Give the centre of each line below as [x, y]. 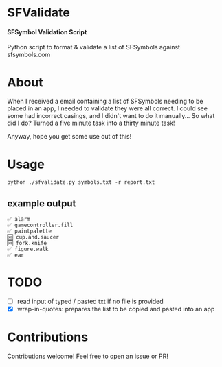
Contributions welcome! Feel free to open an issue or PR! [88, 356]
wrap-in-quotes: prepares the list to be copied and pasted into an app [116, 309]
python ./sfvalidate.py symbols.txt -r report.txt [81, 182]
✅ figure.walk [28, 249]
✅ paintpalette [30, 231]
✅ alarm [19, 220]
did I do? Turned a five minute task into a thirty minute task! [91, 123]
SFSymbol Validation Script [47, 32]
